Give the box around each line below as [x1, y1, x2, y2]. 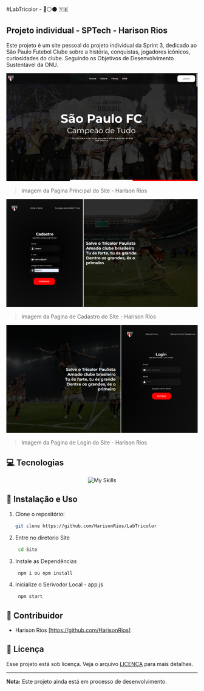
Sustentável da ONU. [6, 61, 59, 68]
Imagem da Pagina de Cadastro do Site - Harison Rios [21, 313, 156, 320]
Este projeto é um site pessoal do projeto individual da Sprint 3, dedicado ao [6, 41, 197, 49]
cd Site [18, 546, 38, 553]
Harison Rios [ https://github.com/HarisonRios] [15, 626, 131, 634]
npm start [18, 594, 43, 600]
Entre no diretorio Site [15, 534, 70, 541]
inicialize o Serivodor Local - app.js [15, 581, 103, 588]
